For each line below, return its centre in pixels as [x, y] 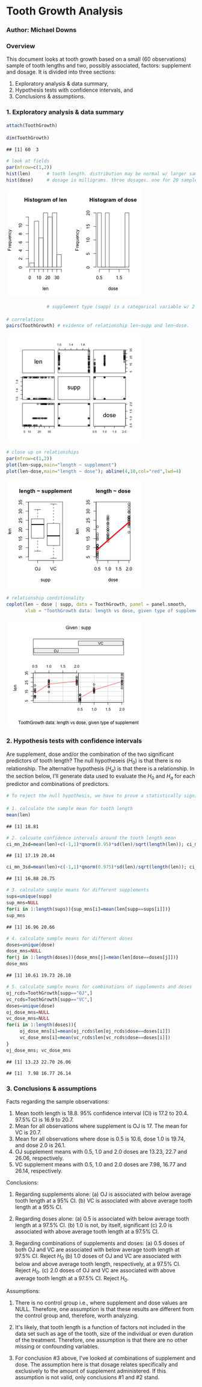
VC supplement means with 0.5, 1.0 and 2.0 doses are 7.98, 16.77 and [100, 1164]
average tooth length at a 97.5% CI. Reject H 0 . [72, 1279]
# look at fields [28, 161]
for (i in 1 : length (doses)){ [41, 1025]
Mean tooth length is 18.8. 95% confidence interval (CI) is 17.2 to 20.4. [102, 1113]
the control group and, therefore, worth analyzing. [77, 1316]
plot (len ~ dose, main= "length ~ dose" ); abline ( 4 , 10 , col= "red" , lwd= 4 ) [94, 471]
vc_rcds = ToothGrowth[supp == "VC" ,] [50, 999]
